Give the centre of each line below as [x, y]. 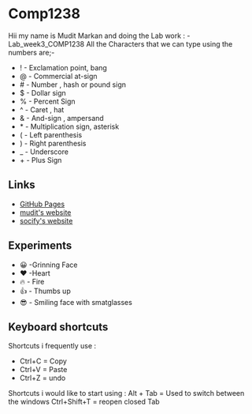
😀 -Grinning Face [48, 265]
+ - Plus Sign [41, 160]
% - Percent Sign [48, 101]
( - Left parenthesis [51, 134]
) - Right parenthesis [53, 143]
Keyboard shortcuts [58, 327]
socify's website [46, 220]
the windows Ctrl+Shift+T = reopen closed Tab [84, 402]
